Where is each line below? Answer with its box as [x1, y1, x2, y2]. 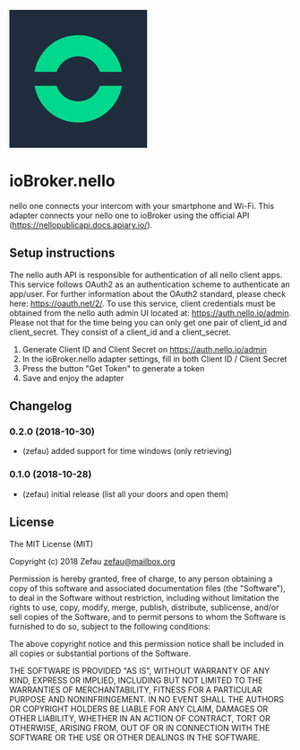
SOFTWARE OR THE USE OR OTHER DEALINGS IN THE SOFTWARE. [9, 732, 261, 743]
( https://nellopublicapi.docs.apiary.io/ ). [9, 219, 153, 230]
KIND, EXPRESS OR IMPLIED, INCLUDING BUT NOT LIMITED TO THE [9, 675, 263, 685]
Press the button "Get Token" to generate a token [21, 362, 205, 373]
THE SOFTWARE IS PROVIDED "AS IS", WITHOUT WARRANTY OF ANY [9, 665, 270, 676]
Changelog [9, 398, 73, 414]
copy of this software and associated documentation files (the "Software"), [9, 582, 287, 593]
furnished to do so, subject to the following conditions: [9, 621, 210, 632]
